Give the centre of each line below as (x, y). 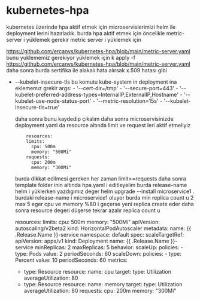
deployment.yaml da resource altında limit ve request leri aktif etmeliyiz (103, 125)
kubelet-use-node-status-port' (53, 101)
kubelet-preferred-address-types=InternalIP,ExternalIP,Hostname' (97, 94)
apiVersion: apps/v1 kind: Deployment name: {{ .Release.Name (92, 241)
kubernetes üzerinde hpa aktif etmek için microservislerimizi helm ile (91, 27)
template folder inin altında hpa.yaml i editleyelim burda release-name (101, 185)
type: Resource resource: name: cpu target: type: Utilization (98, 271)
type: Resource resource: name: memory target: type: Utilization (103, 284)
